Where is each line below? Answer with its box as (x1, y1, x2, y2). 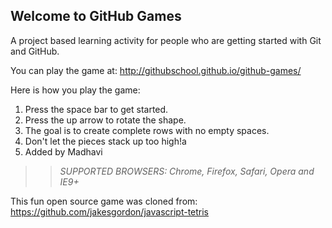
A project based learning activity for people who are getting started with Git (10, 34, 322, 46)
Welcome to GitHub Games (10, 8, 182, 25)
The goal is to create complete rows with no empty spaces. (24, 124, 270, 136)
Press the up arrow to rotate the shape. (24, 114, 187, 126)
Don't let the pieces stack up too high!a (24, 135, 187, 147)
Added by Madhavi (24, 145, 103, 158)
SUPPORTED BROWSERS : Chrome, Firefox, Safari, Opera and (59, 165, 315, 177)
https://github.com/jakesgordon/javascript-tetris (10, 205, 210, 218)
